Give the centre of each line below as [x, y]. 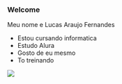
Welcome [24, 10]
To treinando [36, 60]
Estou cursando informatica [57, 38]
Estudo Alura [36, 46]
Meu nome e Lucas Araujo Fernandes [61, 25]
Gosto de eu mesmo [46, 53]
